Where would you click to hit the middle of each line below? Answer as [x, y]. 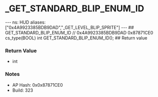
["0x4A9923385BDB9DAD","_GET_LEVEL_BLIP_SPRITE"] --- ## [70, 27]
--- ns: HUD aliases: [25, 22]
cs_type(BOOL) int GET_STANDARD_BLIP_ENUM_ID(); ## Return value [76, 38]
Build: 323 [23, 90]
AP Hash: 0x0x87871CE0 [37, 85]
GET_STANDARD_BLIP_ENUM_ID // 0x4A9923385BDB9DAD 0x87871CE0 [79, 32]
